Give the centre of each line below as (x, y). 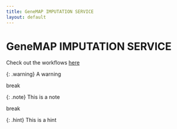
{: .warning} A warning (34, 74)
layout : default (26, 17)
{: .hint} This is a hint (31, 120)
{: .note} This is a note (33, 97)
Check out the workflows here (43, 63)
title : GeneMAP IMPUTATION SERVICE (50, 12)
